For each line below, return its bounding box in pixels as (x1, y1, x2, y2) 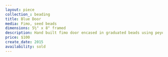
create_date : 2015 (5, 40, 43, 45)
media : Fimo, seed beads (5, 21, 57, 26)
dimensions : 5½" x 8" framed (5, 26, 66, 31)
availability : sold (5, 44, 46, 49)
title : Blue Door (5, 16, 41, 21)
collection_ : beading (5, 12, 50, 17)
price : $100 (5, 35, 30, 40)
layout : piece (5, 7, 35, 12)
